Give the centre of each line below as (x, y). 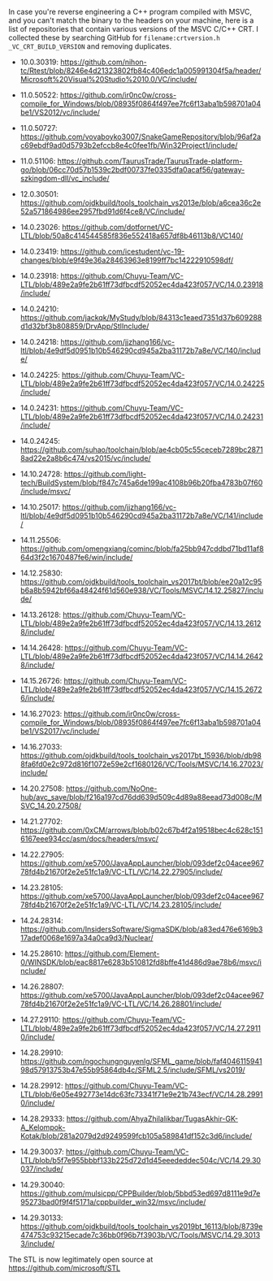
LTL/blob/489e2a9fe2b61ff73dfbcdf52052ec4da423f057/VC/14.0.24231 (142, 417)
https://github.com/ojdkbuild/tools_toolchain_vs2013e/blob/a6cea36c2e (141, 203)
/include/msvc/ (45, 491)
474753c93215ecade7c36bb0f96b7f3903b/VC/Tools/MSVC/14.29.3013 (140, 1235)
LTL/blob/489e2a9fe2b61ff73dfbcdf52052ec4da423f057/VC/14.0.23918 (142, 284)
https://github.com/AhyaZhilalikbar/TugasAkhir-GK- (152, 1118)
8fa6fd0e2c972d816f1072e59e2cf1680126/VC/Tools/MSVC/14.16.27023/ (142, 764)
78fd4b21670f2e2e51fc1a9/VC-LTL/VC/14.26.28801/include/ (121, 1004)
